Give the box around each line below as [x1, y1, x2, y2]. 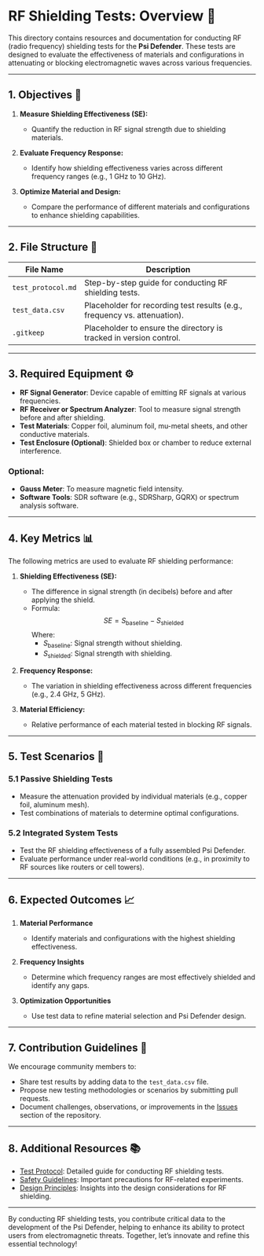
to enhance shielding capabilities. [31, 210, 140, 219]
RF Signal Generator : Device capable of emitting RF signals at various [19, 388, 247, 398]
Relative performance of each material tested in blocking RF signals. [31, 719, 252, 729]
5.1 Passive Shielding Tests [8, 773, 113, 784]
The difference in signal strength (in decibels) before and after [31, 587, 233, 597]
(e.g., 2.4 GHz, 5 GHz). [31, 689, 106, 699]
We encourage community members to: [8, 1062, 137, 1071]
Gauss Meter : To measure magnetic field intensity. [19, 483, 185, 494]
